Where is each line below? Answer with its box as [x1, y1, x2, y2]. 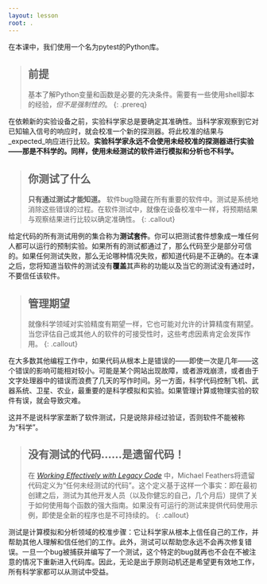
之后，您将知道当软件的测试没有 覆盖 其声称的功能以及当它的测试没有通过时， [8, 261, 259, 271]
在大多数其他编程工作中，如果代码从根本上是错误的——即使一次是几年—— [8, 355, 252, 365]
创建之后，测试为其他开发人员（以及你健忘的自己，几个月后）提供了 [27, 490, 251, 500]
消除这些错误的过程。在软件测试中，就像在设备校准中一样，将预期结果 [27, 204, 258, 215]
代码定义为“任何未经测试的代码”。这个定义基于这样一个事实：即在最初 [27, 480, 257, 489]
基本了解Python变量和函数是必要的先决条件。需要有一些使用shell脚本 [27, 90, 254, 99]
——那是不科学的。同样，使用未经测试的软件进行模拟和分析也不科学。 [8, 146, 238, 156]
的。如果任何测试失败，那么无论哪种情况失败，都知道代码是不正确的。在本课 [8, 251, 259, 261]
